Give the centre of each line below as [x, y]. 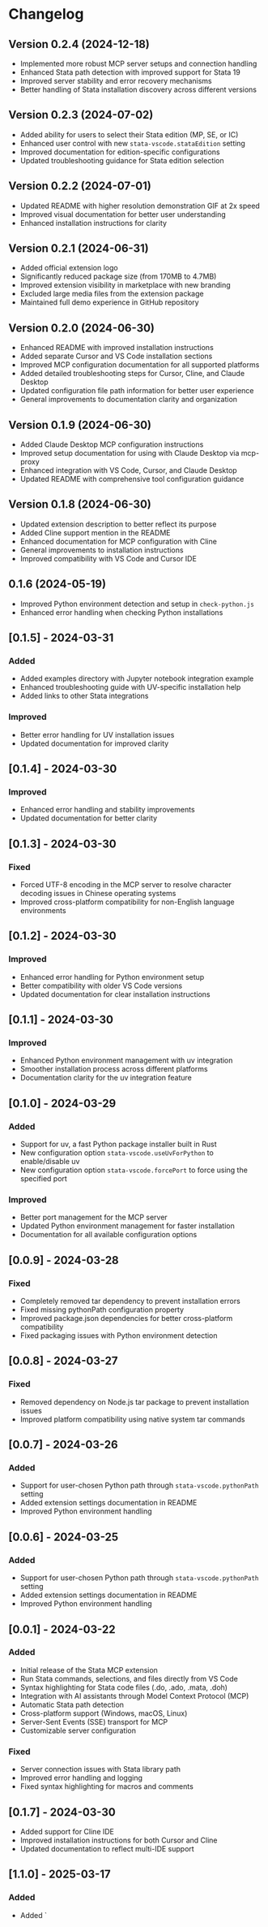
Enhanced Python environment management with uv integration [126, 1060]
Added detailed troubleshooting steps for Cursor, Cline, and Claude [132, 374]
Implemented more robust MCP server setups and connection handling [138, 63]
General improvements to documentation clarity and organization [128, 400]
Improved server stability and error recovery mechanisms [116, 81]
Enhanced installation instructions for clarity [94, 223]
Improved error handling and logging [81, 1778]
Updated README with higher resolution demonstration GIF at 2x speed [140, 206]
